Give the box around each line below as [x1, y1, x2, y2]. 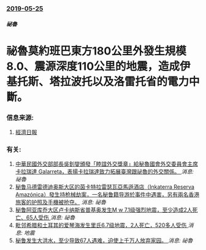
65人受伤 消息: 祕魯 [26, 214, 75, 221]
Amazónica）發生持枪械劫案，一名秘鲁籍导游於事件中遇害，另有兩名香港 [15, 191, 200, 199]
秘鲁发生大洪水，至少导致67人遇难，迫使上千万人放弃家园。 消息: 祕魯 [15, 237, 193, 244]
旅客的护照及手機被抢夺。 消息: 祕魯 [15, 199, 106, 206]
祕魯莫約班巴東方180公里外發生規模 [6, 44, 187, 58]
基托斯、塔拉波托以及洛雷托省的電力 [6, 75, 189, 88]
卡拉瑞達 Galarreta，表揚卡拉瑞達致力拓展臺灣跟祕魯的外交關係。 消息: [15, 168, 194, 175]
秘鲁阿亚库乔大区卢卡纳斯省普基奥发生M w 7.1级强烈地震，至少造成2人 [15, 206, 193, 214]
